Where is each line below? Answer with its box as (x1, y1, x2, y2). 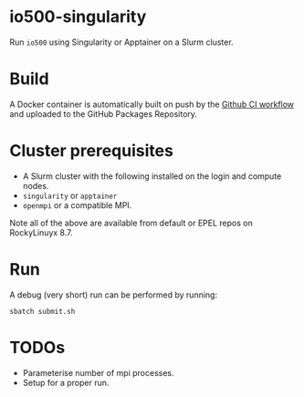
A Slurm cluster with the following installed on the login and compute (22, 171, 282, 182)
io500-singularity (9, 6, 147, 27)
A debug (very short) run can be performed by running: (9, 289, 217, 300)
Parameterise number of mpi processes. (22, 367, 175, 378)
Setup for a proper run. (22, 377, 110, 388)
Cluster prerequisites (9, 141, 173, 162)
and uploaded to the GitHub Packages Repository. (9, 108, 198, 120)
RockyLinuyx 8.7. (9, 226, 73, 238)
